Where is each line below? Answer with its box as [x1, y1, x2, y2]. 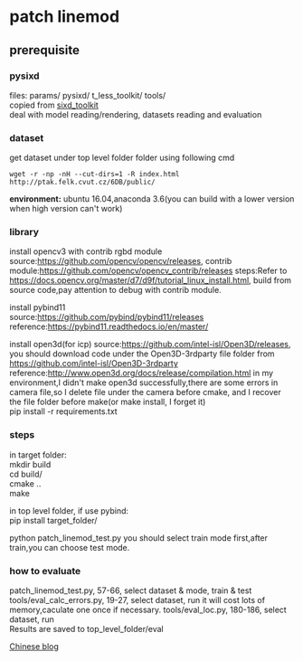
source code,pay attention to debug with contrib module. [9, 285, 222, 296]
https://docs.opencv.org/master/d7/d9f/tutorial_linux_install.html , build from [9, 275, 292, 286]
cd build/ [9, 468, 43, 479]
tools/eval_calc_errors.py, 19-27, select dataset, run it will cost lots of [9, 595, 265, 606]
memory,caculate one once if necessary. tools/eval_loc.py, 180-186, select [9, 604, 287, 616]
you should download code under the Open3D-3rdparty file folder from [9, 348, 275, 359]
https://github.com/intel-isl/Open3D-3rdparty [9, 358, 179, 369]
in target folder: [9, 449, 68, 460]
